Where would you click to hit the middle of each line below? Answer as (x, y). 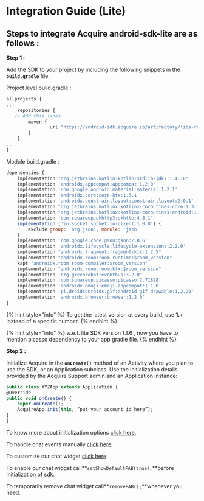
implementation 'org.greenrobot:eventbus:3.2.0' (80, 275)
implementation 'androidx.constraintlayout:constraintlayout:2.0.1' (106, 201)
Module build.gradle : (33, 161)
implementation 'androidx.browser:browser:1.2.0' (81, 297)
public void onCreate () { (39, 398)
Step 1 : (16, 58)
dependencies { (25, 173)
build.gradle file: (28, 76)
